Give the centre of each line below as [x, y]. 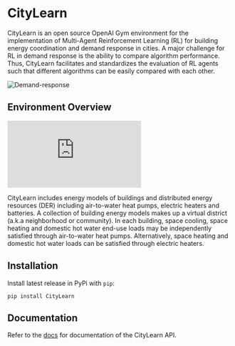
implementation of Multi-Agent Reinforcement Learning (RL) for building [113, 40]
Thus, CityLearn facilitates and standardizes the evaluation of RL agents [113, 63]
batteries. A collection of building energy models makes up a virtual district [117, 213]
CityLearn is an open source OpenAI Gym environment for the [98, 33]
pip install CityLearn [41, 296]
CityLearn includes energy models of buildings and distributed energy [110, 197]
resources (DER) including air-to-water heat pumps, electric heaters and [113, 205]
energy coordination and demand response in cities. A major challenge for [116, 48]
